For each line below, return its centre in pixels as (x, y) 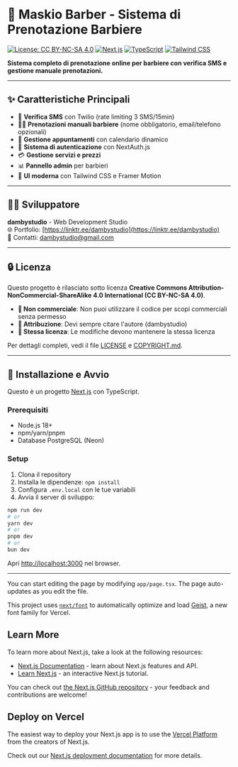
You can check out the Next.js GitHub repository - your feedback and (109, 687)
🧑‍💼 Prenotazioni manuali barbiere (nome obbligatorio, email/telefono (119, 124)
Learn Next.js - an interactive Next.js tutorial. (83, 673)
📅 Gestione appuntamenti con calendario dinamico (93, 139)
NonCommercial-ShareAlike (50, 295)
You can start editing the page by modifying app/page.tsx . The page (107, 583)
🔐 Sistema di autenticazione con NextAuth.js (84, 147)
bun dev (19, 550)
